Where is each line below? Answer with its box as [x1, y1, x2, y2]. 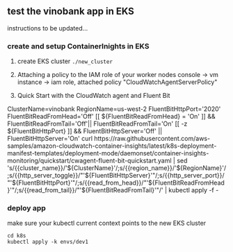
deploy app [7, 203, 47, 213]
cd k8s [7, 233, 26, 240]
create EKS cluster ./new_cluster [17, 57, 113, 65]
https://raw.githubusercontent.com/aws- [93, 135, 211, 143]
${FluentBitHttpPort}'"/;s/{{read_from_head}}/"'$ [11, 178, 153, 187]
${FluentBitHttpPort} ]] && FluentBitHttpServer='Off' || [7, 127, 163, 135]
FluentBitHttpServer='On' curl [7, 135, 93, 143]
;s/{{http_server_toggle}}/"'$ [7, 171, 89, 180]
